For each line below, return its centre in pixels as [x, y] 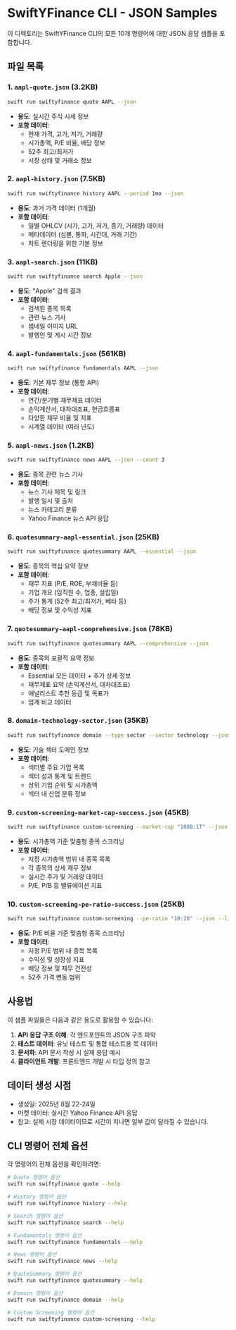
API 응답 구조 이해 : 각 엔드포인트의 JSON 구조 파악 [87, 1035]
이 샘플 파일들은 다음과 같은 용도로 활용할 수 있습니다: [80, 1020]
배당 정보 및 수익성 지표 [60, 610]
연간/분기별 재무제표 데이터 [65, 401]
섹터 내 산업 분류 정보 [57, 793]
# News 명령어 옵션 [32, 1255]
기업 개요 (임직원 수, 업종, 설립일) [73, 592]
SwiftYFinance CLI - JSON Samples [112, 13]
